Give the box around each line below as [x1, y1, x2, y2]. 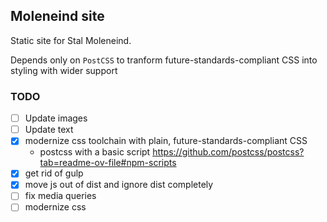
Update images [24, 112, 88, 124]
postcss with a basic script [39, 146, 151, 158]
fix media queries [24, 190, 97, 202]
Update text [24, 124, 74, 136]
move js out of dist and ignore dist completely [24, 179, 214, 191]
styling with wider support [10, 64, 118, 76]
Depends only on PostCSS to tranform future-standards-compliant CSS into [10, 54, 318, 66]
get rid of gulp [24, 167, 84, 179]
